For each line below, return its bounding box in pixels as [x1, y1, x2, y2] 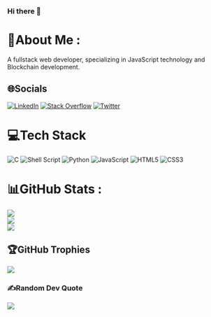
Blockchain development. [7, 62, 80, 71]
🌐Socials [7, 83, 48, 95]
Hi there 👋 [7, 6, 42, 16]
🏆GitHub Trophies [7, 244, 91, 255]
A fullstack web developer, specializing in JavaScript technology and [7, 55, 205, 64]
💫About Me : [7, 32, 81, 48]
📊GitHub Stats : [7, 181, 103, 197]
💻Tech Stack [7, 127, 87, 143]
